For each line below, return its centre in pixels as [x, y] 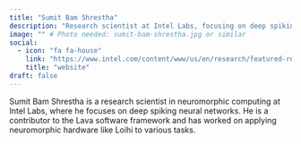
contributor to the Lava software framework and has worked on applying [143, 120]
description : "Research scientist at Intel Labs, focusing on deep [138, 26]
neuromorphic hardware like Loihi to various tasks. [103, 130]
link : [36, 59]
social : [24, 42]
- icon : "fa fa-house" [60, 51]
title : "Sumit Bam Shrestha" [64, 17]
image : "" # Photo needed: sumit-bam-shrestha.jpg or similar [128, 34]
